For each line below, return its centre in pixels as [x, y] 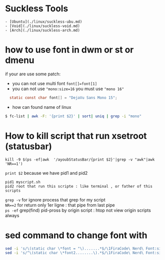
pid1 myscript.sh [23, 182]
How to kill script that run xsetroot [76, 136]
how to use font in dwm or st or [69, 50]
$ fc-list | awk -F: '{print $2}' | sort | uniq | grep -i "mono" [73, 116]
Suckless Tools [37, 9]
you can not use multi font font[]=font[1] [55, 83]
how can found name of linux [42, 107]
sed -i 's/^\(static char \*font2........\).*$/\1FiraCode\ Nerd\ [74, 253]
